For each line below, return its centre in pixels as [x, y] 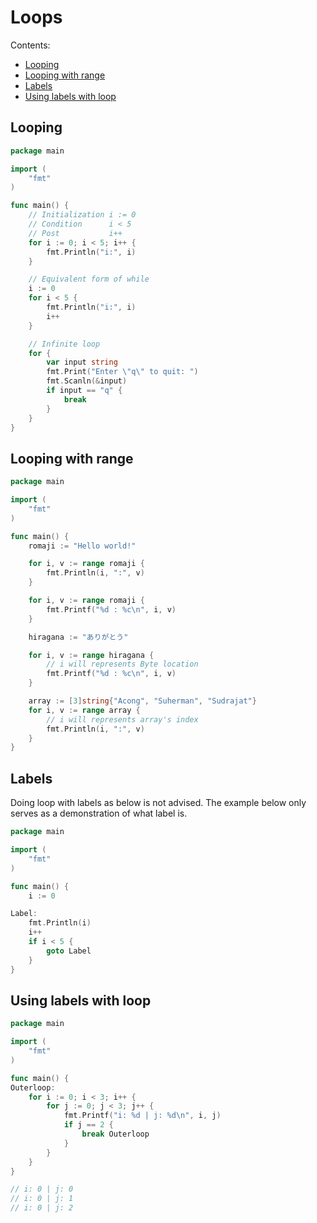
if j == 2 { [88, 1125]
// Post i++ [75, 233]
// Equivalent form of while [89, 279]
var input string [82, 362]
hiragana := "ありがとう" [78, 637]
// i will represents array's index [122, 719]
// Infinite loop [64, 344]
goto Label [69, 951]
